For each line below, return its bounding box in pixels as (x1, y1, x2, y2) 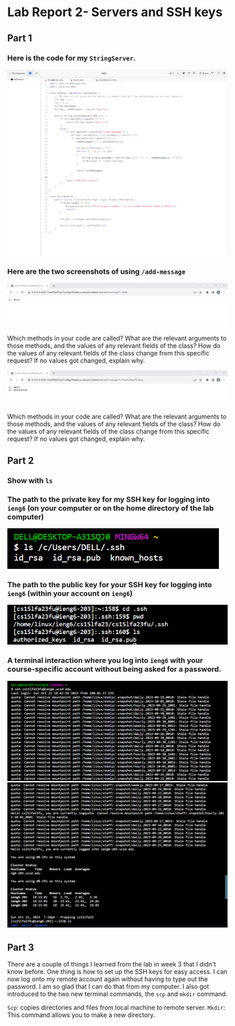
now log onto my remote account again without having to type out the (7, 975, 208, 983)
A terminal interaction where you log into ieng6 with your (7, 656, 204, 666)
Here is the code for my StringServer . (7, 53, 136, 63)
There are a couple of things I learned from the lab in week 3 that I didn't (7, 960, 217, 969)
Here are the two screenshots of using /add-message (7, 267, 186, 276)
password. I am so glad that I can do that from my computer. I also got (7, 983, 210, 991)
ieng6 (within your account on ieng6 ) (7, 589, 133, 598)
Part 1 (7, 32, 33, 44)
